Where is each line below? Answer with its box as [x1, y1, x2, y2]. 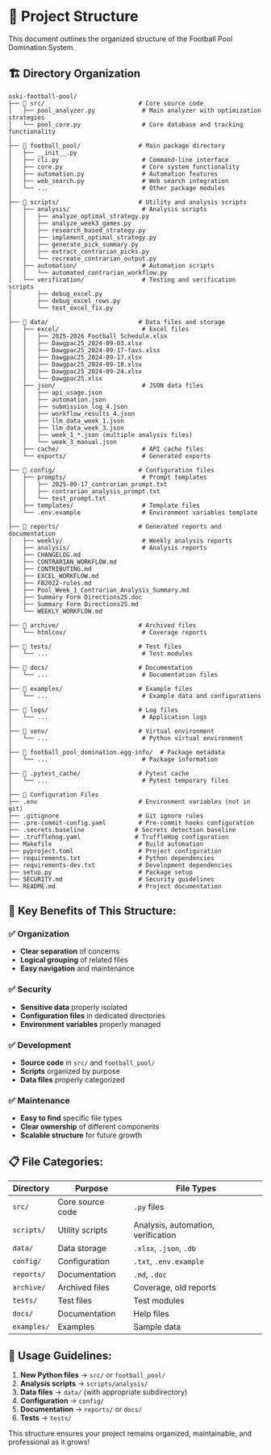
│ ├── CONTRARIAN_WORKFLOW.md [8, 558, 117, 566]
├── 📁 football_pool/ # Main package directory [8, 141, 226, 150]
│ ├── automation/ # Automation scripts [8, 261, 215, 269]
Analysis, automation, [133, 1220, 215, 1231]
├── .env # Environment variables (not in [8, 797, 251, 805]
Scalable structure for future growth [19, 1130, 143, 1140]
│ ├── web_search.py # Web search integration [8, 177, 229, 185]
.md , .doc [133, 1269, 167, 1280]
